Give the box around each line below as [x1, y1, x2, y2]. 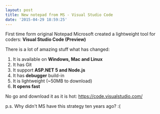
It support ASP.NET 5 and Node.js [12, 67, 85, 73]
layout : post [5, 7, 33, 13]
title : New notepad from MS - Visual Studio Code [5, 12, 113, 17]
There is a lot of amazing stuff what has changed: [5, 47, 110, 53]
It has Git [12, 62, 32, 68]
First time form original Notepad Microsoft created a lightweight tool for [5, 31, 156, 37]
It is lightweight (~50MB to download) [12, 78, 93, 84]
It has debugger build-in [12, 73, 65, 79]
